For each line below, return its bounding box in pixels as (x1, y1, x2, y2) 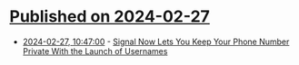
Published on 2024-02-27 (9, 6, 211, 27)
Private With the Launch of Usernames (22, 45, 168, 56)
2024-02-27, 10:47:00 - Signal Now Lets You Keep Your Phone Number (22, 36, 290, 47)
